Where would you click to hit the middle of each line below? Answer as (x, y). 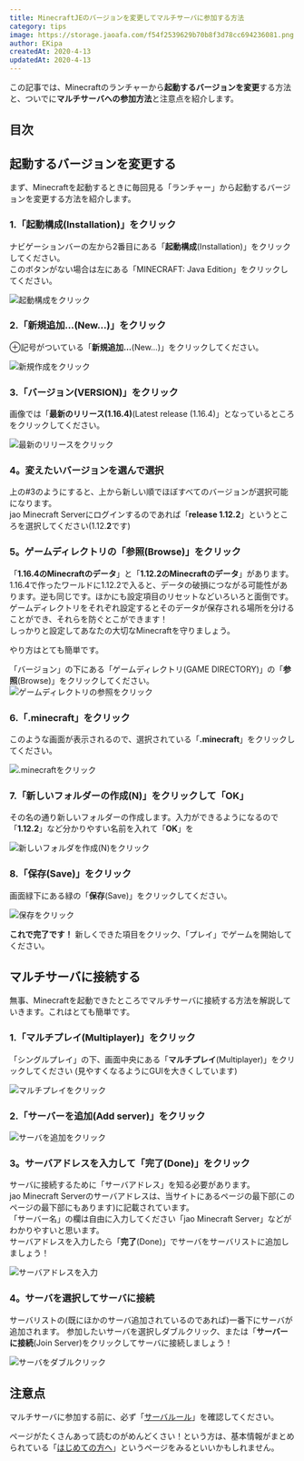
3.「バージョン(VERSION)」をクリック (94, 392)
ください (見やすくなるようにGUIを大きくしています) (139, 1070)
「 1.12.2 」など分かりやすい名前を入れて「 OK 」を (102, 828)
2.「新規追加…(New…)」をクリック (88, 326)
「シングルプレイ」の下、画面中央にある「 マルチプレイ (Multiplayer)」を (144, 1059)
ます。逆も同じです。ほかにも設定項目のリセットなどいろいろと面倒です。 (155, 596)
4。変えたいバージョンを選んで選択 (87, 471)
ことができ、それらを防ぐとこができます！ (89, 619)
